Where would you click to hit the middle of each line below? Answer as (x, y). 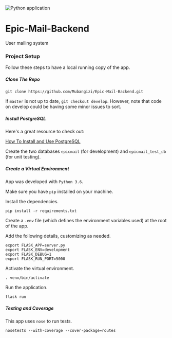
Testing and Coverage (30, 308)
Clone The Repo (23, 79)
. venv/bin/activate (27, 278)
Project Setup (23, 56)
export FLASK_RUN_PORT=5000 (35, 259)
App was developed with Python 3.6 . (44, 182)
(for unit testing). (23, 157)
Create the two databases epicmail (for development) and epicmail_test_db (86, 151)
